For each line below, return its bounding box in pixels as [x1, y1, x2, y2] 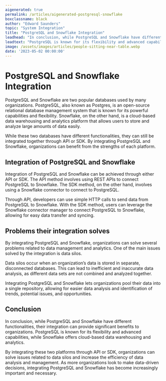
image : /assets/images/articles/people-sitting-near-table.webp [5, 44, 140, 49]
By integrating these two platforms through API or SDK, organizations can [5, 349, 155, 355]
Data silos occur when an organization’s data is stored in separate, [5, 260, 140, 266]
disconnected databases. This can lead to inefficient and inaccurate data [5, 265, 154, 271]
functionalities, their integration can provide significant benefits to [5, 323, 139, 329]
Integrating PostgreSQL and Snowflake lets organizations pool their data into [5, 280, 161, 286]
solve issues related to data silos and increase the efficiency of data [5, 354, 144, 360]
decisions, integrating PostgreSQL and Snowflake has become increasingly [5, 365, 158, 371]
